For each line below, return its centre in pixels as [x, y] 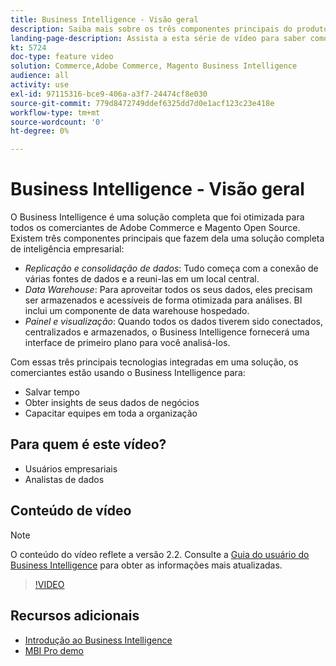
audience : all [40, 76]
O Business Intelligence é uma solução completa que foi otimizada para [157, 217]
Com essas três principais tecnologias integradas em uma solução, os [154, 362]
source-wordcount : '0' [57, 122]
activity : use [40, 85]
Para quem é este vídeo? [88, 444]
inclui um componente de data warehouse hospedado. [137, 311]
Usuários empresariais [71, 468]
